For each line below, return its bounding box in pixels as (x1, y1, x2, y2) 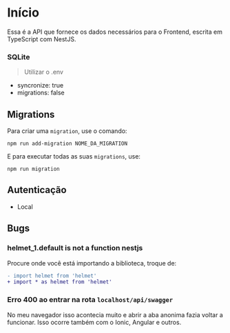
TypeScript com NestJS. (7, 34, 76, 43)
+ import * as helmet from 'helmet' (7, 279, 112, 285)
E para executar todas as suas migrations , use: (7, 152, 141, 161)
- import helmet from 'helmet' (7, 272, 97, 279)
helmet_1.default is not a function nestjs (7, 243, 143, 253)
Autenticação (7, 184, 67, 196)
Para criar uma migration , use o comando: (7, 127, 127, 135)
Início (7, 5, 40, 21)
